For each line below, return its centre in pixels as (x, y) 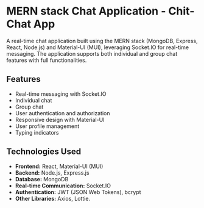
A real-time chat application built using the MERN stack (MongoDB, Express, (102, 41)
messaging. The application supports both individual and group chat (92, 53)
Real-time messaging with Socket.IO (61, 94)
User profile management (47, 126)
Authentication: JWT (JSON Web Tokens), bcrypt (78, 192)
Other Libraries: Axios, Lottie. (52, 198)
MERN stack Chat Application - (86, 11)
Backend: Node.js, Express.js (52, 173)
